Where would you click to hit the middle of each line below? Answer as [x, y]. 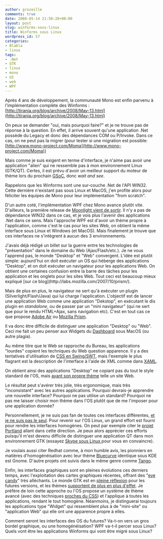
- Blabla [14, 46]
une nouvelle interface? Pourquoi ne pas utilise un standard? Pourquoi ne [78, 395]
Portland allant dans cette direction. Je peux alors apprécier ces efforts [76, 431]
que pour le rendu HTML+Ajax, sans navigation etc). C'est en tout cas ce [78, 311]
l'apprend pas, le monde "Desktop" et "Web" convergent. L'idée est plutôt [79, 255]
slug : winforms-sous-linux [32, 28]
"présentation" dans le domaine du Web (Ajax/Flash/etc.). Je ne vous [74, 250]
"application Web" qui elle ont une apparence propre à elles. [65, 511]
